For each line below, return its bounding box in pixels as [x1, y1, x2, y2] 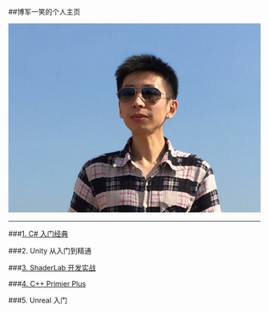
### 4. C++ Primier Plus [8, 279, 86, 288]
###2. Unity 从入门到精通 [8, 246, 92, 255]
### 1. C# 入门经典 [8, 229, 69, 238]
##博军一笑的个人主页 [8, 7, 81, 16]
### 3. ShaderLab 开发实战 [8, 263, 96, 272]
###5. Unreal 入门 [8, 295, 68, 305]
